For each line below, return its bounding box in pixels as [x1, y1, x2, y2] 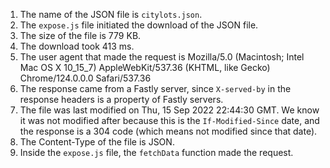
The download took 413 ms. [19, 40, 135, 52]
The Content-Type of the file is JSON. [19, 136, 175, 148]
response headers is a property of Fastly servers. [19, 94, 224, 105]
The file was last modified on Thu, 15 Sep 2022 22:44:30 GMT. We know [19, 104, 320, 116]
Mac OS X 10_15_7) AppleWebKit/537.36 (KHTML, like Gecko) [19, 62, 271, 73]
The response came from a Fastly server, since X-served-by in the [19, 83, 292, 94]
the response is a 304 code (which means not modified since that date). [19, 125, 318, 137]
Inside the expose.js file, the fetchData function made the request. [19, 147, 294, 158]
